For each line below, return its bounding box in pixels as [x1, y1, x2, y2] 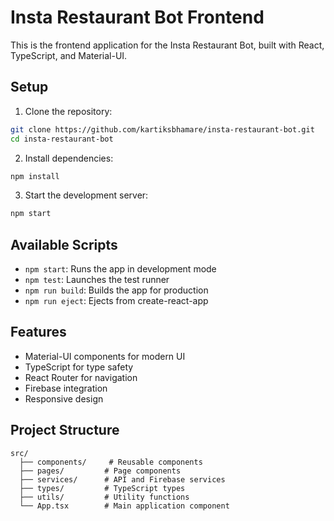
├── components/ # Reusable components [19, 457, 203, 467]
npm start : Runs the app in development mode [24, 263, 217, 275]
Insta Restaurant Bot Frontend [10, 6, 265, 29]
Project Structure [10, 422, 120, 439]
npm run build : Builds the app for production [24, 284, 209, 296]
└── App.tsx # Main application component [19, 501, 230, 511]
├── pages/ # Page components [19, 466, 182, 476]
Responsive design [24, 392, 104, 405]
